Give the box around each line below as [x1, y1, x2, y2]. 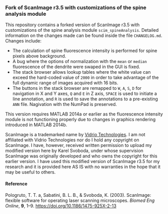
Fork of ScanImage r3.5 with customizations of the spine [5, 4, 147, 11]
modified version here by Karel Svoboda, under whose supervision [5, 148, 143, 154]
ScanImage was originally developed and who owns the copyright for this [5, 153, 157, 159]
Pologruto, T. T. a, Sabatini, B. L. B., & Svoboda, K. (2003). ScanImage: [5, 192, 151, 198]
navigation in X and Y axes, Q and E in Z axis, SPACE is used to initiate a [12, 90, 157, 97]
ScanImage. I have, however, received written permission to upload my [5, 142, 152, 148]
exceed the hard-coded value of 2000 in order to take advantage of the [12, 75, 159, 81]
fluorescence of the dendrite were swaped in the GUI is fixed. [12, 64, 140, 70]
